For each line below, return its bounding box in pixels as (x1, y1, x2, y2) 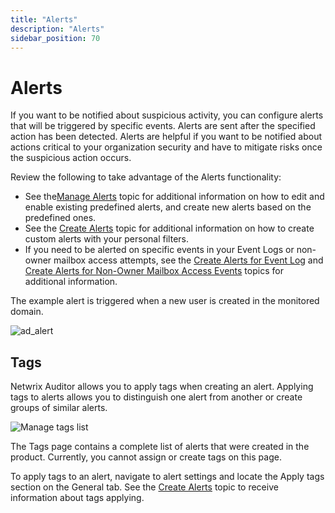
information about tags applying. (10, 492, 145, 504)
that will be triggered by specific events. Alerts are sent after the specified (10, 120, 316, 132)
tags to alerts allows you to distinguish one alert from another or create (10, 391, 303, 403)
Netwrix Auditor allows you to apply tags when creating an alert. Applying (10, 381, 314, 393)
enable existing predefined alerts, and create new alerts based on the (24, 201, 312, 213)
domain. (10, 306, 44, 318)
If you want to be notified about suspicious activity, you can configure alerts (10, 109, 324, 121)
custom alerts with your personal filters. (24, 233, 190, 245)
